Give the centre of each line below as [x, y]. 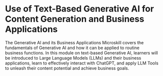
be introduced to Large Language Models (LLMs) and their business [73, 58]
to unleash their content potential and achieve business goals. [67, 68]
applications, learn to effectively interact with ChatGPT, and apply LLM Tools [82, 63]
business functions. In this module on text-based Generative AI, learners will [81, 53]
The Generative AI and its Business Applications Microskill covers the [74, 42]
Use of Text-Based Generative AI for [80, 9]
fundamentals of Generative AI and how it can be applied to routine [72, 48]
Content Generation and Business [75, 19]
